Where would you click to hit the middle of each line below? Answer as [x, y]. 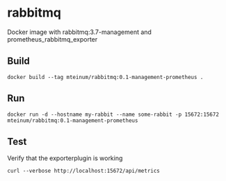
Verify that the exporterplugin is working [65, 158]
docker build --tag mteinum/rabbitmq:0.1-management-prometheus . [105, 77]
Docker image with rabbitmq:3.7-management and [79, 32]
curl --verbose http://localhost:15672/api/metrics [83, 171]
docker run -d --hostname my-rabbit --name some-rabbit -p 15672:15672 [113, 114]
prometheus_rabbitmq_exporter [53, 39]
